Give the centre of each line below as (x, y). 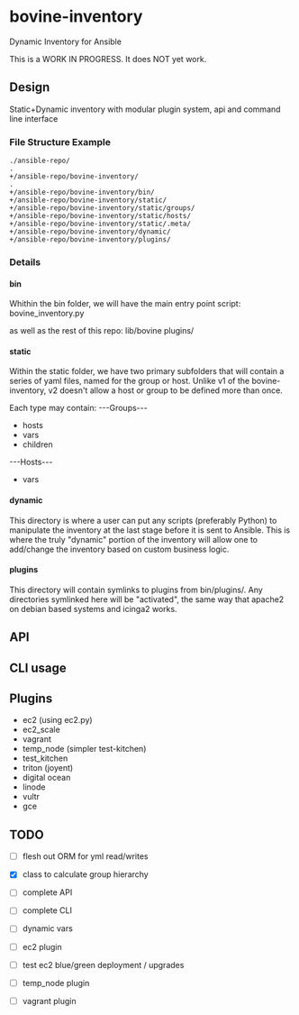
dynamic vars (48, 928)
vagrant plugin (49, 1001)
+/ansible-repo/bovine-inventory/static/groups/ (102, 208)
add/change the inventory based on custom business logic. (119, 549)
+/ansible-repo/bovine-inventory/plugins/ (90, 240)
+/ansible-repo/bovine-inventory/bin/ (82, 192)
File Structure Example (60, 142)
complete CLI (47, 910)
